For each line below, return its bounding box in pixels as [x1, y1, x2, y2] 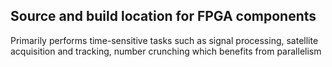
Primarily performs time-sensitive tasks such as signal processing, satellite [10, 34, 319, 46]
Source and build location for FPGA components [10, 8, 317, 25]
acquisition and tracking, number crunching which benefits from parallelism [10, 45, 322, 57]
